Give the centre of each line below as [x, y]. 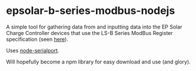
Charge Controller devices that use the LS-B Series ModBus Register [89, 33]
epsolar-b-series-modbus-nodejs [91, 11]
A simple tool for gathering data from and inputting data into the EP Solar [94, 27]
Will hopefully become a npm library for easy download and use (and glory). [99, 62]
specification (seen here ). [37, 39]
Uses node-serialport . [33, 50]
